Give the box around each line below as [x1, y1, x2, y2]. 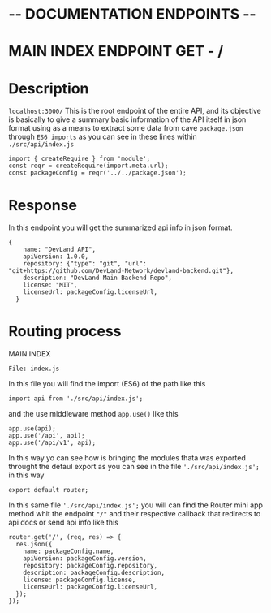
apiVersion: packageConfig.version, [23, 555, 148, 563]
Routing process [8, 322, 122, 341]
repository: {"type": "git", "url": [23, 260, 148, 268]
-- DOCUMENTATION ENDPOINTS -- [8, 5, 257, 24]
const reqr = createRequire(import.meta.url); [8, 162, 169, 171]
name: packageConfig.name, [23, 547, 114, 556]
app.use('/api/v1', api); [8, 439, 96, 447]
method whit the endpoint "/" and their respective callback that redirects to [8, 509, 261, 519]
